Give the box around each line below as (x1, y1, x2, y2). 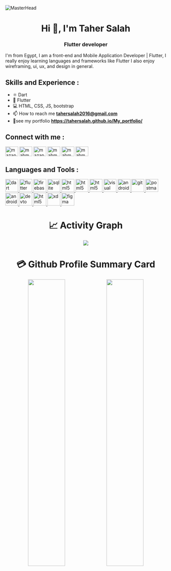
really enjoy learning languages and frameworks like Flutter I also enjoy (5, 58, 155, 64)
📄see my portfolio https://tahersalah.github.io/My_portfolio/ (12, 118, 143, 124)
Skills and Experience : (5, 78, 79, 87)
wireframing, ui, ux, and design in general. (5, 63, 94, 69)
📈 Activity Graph (48, 220, 123, 231)
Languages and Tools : (5, 165, 79, 174)
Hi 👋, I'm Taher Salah (41, 23, 131, 34)
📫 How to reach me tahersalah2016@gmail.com (12, 110, 118, 117)
